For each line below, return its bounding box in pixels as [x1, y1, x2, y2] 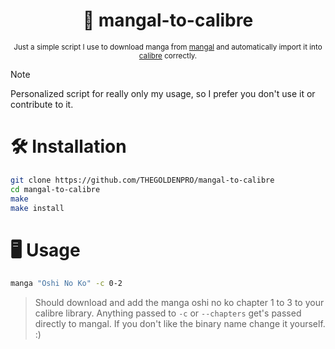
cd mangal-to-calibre [10, 184, 101, 194]
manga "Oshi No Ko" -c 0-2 [10, 279, 123, 289]
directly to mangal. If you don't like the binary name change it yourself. [34, 318, 326, 330]
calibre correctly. [138, 50, 198, 61]
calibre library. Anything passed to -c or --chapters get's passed [34, 307, 302, 319]
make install [10, 203, 65, 213]
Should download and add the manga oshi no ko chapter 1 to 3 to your [34, 297, 325, 309]
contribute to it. [10, 98, 74, 110]
